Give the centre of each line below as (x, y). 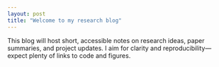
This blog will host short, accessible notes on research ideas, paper (106, 40)
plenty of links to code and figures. (80, 55)
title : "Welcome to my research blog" (64, 20)
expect (17, 55)
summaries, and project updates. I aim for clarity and (84, 48)
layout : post (27, 14)
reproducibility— (187, 48)
